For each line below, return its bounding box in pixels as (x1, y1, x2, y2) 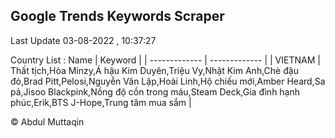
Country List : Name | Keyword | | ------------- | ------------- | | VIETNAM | (10, 54, 321, 66)
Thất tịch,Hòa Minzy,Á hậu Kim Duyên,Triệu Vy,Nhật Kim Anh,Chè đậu (10, 64, 299, 76)
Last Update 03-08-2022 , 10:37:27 (10, 34, 157, 46)
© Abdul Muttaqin (10, 115, 85, 128)
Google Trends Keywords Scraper (10, 8, 225, 25)
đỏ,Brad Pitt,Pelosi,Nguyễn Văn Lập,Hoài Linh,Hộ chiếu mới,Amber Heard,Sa (10, 75, 326, 87)
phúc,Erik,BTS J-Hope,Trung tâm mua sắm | (10, 96, 192, 108)
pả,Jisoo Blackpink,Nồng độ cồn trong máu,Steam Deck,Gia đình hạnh (10, 85, 301, 98)
